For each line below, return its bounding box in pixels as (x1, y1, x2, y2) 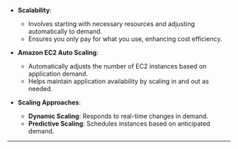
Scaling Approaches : (17, 98, 81, 107)
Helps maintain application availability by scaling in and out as (28, 77, 209, 85)
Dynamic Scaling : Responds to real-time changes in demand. (28, 112, 209, 120)
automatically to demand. (28, 28, 103, 35)
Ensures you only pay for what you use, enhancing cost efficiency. (28, 35, 222, 43)
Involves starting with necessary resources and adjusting (28, 20, 195, 28)
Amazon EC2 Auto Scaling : (17, 49, 99, 56)
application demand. (28, 70, 89, 78)
